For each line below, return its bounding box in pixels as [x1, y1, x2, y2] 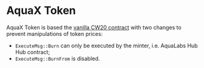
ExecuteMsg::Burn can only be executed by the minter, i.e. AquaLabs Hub [15, 42, 198, 49]
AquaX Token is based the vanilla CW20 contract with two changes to [6, 24, 181, 31]
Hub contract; [15, 48, 51, 55]
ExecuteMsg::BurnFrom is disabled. [15, 55, 100, 62]
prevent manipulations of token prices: [6, 30, 103, 37]
